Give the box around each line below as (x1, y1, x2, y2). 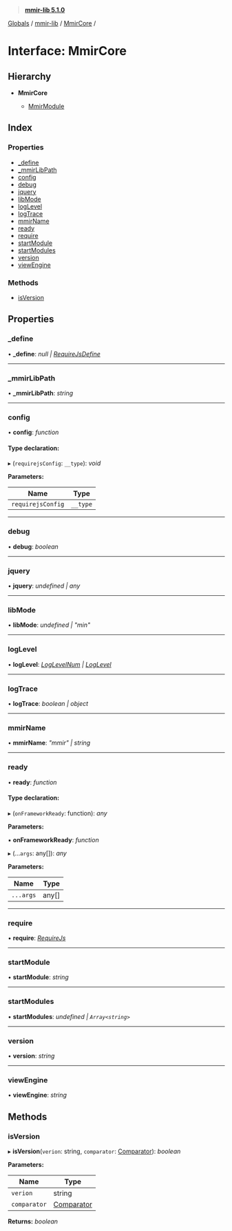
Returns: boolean (8, 1217, 58, 1225)
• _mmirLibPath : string (8, 389, 74, 397)
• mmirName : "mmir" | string (8, 739, 91, 747)
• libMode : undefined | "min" (8, 621, 91, 629)
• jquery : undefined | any (8, 581, 81, 590)
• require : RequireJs (8, 934, 66, 942)
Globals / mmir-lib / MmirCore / (8, 19, 96, 27)
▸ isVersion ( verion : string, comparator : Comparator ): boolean (8, 1147, 181, 1155)
